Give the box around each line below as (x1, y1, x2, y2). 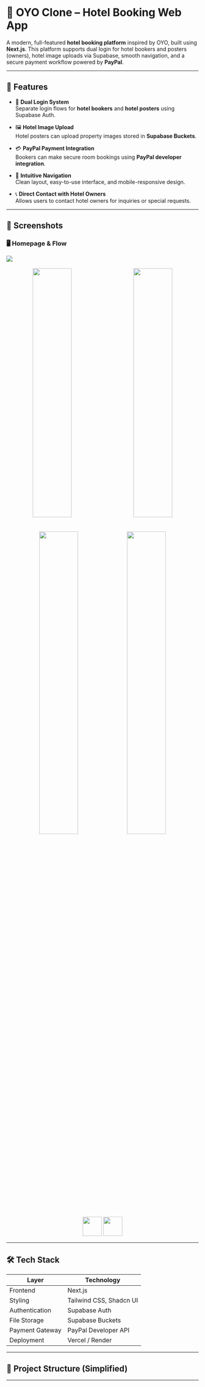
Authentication (9, 1306, 52, 1315)
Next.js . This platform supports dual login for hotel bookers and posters (6, 45, 187, 53)
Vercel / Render (67, 1336, 112, 1345)
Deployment (9, 1336, 45, 1345)
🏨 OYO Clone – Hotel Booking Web (6, 6, 182, 20)
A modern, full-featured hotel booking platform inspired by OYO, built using (6, 39, 197, 46)
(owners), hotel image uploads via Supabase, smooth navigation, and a (6, 51, 185, 59)
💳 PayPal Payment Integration (15, 144, 95, 152)
